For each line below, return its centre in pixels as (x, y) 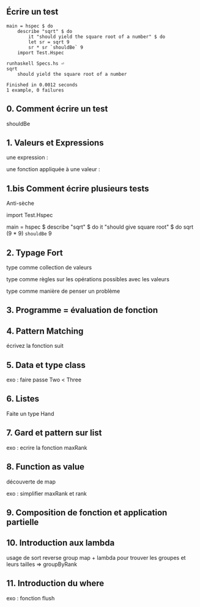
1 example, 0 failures (35, 90)
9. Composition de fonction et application (87, 513)
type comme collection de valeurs (49, 268)
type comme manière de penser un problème (63, 291)
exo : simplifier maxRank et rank (47, 493)
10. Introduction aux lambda (61, 543)
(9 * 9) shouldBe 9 (29, 234)
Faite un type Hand (30, 413)
